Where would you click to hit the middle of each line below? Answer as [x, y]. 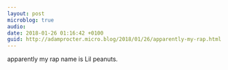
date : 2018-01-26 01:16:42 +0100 [55, 33]
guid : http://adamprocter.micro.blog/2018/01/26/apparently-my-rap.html [114, 40]
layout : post [26, 14]
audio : [17, 26]
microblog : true [30, 20]
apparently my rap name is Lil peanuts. [62, 59]
